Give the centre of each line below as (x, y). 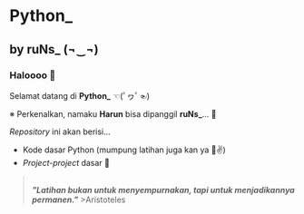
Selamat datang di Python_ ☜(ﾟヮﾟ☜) (79, 95)
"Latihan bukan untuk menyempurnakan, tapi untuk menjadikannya (163, 190)
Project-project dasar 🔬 (66, 162)
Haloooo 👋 (33, 75)
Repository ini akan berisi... (60, 131)
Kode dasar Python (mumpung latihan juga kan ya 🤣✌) (124, 150)
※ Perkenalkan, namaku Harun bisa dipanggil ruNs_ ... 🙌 (113, 113)
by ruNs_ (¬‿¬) (54, 49)
